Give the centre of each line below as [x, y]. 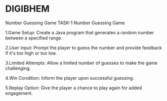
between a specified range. [34, 38]
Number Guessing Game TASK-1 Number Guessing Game [65, 23]
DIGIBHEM [27, 9]
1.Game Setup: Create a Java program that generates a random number [80, 32]
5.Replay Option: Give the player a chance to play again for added [74, 88]
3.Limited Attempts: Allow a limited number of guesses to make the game [81, 63]
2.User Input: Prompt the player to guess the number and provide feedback [83, 47]
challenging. [18, 68]
